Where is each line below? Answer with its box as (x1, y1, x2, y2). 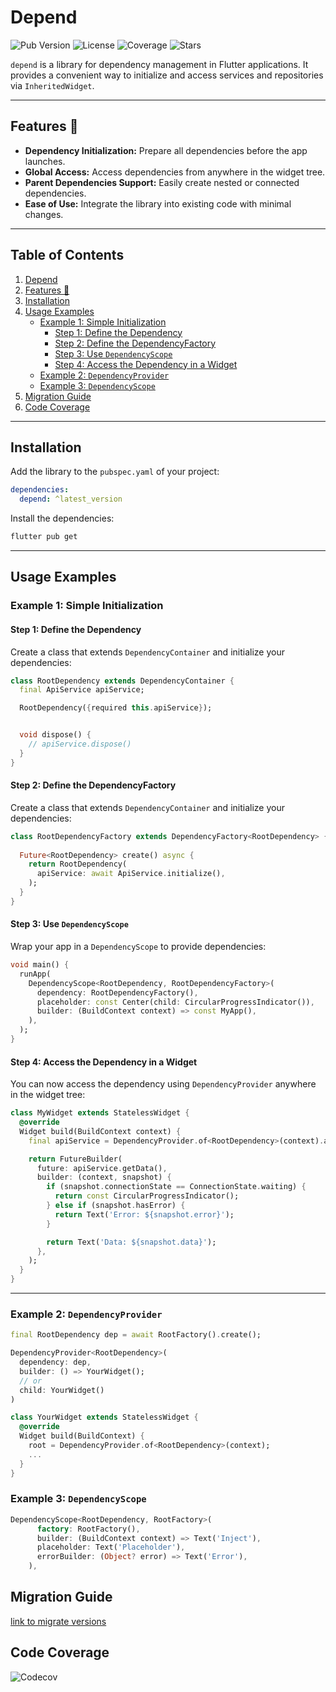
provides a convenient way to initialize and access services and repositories (10, 69, 324, 81)
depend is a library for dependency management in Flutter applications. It (10, 58, 309, 70)
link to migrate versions (10, 1615, 107, 1627)
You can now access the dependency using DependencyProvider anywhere (10, 1078, 317, 1090)
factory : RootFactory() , (36, 1524, 141, 1534)
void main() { (10, 960, 70, 970)
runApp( (19, 969, 52, 979)
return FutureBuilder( (28, 1154, 123, 1164)
